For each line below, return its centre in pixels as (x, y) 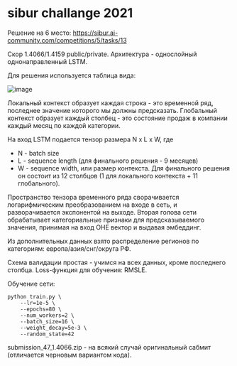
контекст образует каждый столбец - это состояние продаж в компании (118, 118)
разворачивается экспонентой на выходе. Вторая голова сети (102, 212)
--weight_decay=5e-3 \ (54, 328)
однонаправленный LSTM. (48, 61)
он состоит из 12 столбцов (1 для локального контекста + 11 (108, 176)
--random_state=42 (47, 334)
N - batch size (38, 153)
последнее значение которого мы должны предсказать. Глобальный (112, 110)
